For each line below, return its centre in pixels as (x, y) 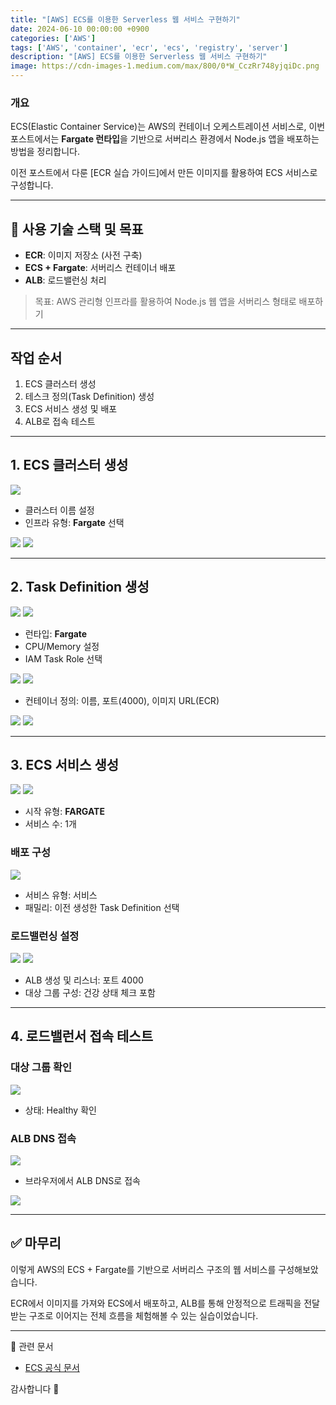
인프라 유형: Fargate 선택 (74, 522)
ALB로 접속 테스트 (60, 421)
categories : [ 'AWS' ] (53, 38)
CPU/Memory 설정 (62, 646)
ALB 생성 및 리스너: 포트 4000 (84, 980)
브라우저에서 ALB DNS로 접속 (82, 1180)
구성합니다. (32, 185)
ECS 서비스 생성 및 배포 (71, 408)
